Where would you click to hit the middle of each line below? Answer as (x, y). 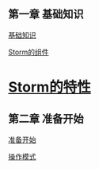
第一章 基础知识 (46, 14)
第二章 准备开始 (46, 119)
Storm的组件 (29, 52)
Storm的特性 (49, 87)
